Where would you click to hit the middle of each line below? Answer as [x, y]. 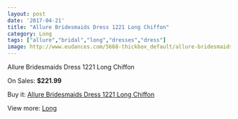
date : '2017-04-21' [36, 21]
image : [17, 47]
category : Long [30, 34]
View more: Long [32, 108]
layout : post [27, 14]
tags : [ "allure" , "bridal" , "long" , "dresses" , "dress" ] [87, 40]
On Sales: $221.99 [35, 81]
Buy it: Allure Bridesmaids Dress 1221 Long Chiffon [81, 94]
